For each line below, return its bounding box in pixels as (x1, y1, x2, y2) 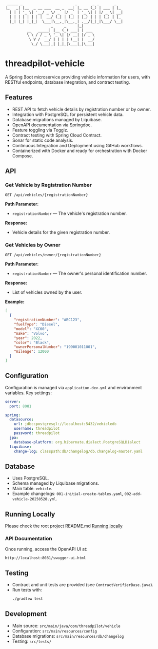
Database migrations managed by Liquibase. (12, 116, 102, 122)
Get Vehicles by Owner (5, 242, 61, 248)
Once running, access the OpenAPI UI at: (5, 546, 88, 552)
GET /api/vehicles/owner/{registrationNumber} (5, 252, 101, 258)
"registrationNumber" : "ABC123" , (14, 318, 82, 323)
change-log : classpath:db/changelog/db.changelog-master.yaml (14, 449, 143, 454)
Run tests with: (12, 587, 42, 593)
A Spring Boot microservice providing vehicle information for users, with (5, 74, 150, 80)
